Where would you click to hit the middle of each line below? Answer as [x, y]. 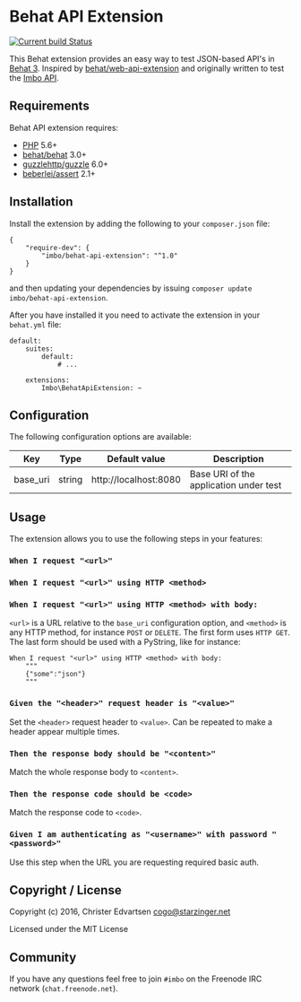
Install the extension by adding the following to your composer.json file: [140, 223]
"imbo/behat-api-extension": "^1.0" [110, 256]
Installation [41, 202]
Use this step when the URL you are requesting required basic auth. [134, 862]
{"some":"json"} [56, 675]
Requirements [49, 106]
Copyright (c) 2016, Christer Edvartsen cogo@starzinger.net [120, 911]
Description [238, 459]
